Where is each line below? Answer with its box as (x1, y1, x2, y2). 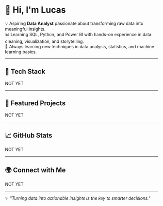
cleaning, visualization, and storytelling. (5, 38, 84, 44)
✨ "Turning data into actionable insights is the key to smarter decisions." (5, 195, 150, 201)
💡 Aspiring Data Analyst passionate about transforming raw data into (5, 20, 144, 26)
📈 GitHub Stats (5, 131, 52, 139)
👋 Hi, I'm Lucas (5, 4, 66, 16)
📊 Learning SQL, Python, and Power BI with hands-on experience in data (5, 31, 152, 37)
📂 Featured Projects (5, 99, 66, 108)
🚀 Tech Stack (5, 68, 46, 76)
